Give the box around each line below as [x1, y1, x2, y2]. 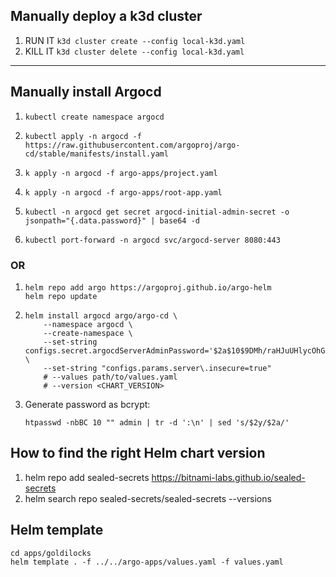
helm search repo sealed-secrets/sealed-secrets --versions [24, 492, 272, 504]
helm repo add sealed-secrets [24, 471, 150, 483]
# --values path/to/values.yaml [43, 372, 178, 382]
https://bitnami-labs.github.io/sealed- [151, 471, 306, 483]
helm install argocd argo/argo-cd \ [24, 310, 178, 321]
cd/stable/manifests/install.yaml [24, 149, 169, 159]
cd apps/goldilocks [10, 548, 92, 558]
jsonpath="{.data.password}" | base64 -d [24, 215, 200, 226]
